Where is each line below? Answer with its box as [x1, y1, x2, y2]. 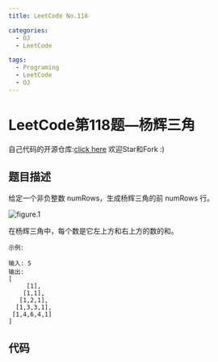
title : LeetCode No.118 [8, 11, 89, 20]
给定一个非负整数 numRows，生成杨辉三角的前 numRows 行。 [8, 193, 215, 203]
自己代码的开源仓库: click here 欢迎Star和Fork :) [8, 144, 166, 154]
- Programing [15, 64, 60, 72]
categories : [8, 26, 48, 35]
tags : [8, 56, 27, 65]
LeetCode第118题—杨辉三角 [8, 116, 196, 134]
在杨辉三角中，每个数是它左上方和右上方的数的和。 [8, 225, 178, 235]
